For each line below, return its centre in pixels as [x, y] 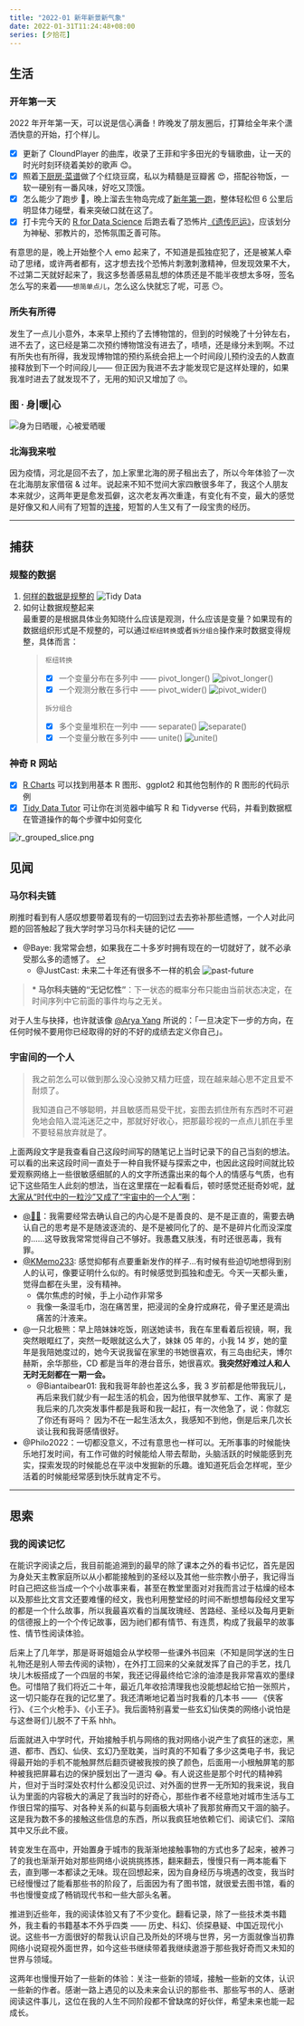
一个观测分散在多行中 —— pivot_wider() [133, 689]
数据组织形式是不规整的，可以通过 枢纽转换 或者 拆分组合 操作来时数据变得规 [157, 629]
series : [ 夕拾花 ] [40, 34]
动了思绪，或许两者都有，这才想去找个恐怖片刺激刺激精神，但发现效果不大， [152, 264]
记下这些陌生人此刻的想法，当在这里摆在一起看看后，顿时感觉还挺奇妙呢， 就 [152, 1185]
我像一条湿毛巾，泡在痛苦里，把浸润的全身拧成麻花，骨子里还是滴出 [163, 1306]
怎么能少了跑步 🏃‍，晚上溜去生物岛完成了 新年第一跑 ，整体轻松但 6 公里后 [158, 199]
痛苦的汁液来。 [64, 1318]
